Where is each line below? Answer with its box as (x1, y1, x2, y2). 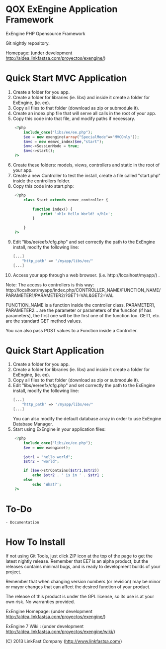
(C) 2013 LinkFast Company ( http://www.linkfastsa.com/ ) (5, 638, 122, 644)
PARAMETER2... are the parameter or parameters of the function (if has (5, 307, 152, 313)
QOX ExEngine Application (5, 3, 118, 15)
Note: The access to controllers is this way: (5, 281, 94, 287)
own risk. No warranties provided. (5, 599, 75, 605)
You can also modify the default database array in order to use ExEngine (12, 416, 162, 422)
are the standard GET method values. (5, 318, 83, 324)
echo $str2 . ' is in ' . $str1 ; (32, 473, 104, 478)
